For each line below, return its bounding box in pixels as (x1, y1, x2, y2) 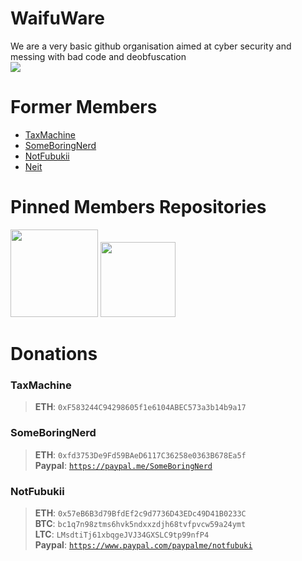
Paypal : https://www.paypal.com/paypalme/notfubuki (34, 538, 253, 551)
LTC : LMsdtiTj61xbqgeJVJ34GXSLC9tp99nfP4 (34, 528, 210, 540)
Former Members (10, 96, 158, 119)
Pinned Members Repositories (10, 196, 267, 219)
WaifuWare (10, 7, 105, 30)
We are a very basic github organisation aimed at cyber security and (10, 40, 292, 52)
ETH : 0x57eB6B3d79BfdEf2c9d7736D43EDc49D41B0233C (34, 507, 247, 519)
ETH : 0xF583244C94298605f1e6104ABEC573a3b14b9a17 (34, 401, 247, 413)
